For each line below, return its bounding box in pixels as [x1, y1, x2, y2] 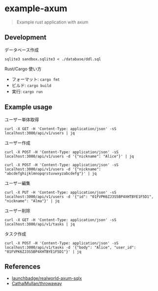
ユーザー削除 [4, 207, 30, 213]
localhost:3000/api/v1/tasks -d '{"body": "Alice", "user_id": [4, 245, 136, 250]
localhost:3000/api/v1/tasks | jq [4, 222, 75, 226]
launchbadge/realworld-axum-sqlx [11, 275, 82, 281]
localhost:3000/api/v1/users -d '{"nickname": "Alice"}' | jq [4, 154, 134, 159]
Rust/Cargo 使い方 [4, 66, 42, 71]
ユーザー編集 [4, 180, 30, 186]
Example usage [4, 103, 52, 112]
